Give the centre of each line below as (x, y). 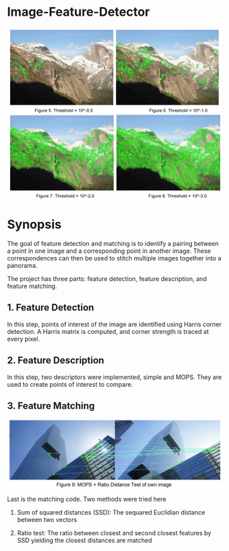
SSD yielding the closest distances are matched (84, 541)
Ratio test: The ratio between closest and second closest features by (114, 533)
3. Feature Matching (51, 406)
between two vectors (47, 520)
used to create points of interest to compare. (70, 384)
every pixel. (23, 339)
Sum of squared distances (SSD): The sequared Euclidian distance (111, 513)
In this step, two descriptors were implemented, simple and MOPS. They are (114, 377)
